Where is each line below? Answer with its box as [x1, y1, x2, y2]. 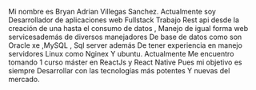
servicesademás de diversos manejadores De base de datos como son [8, 32, 242, 41]
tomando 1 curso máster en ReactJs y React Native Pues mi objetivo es [8, 57, 242, 67]
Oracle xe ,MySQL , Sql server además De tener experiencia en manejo [8, 41, 242, 50]
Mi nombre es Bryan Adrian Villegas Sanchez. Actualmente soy [8, 7, 216, 16]
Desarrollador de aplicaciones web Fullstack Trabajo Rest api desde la [8, 15, 240, 25]
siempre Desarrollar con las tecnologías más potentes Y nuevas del [8, 66, 230, 75]
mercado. [8, 75, 40, 84]
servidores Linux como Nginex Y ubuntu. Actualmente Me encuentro [8, 49, 234, 58]
